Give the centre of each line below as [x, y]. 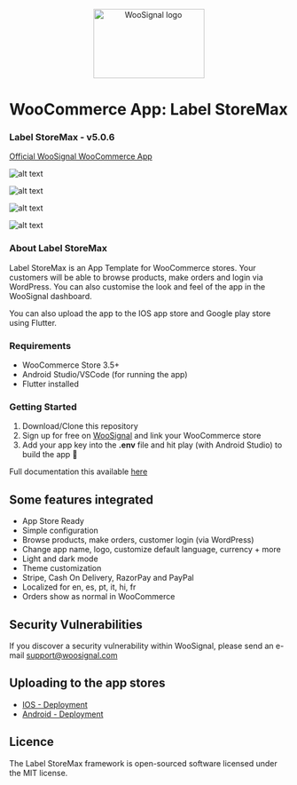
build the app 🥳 [50, 455]
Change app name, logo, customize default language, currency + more [151, 550]
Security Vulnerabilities [76, 625]
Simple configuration [60, 531]
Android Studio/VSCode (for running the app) [105, 375]
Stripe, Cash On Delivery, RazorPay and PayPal [108, 578]
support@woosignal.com [72, 655]
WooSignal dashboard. [51, 296]
